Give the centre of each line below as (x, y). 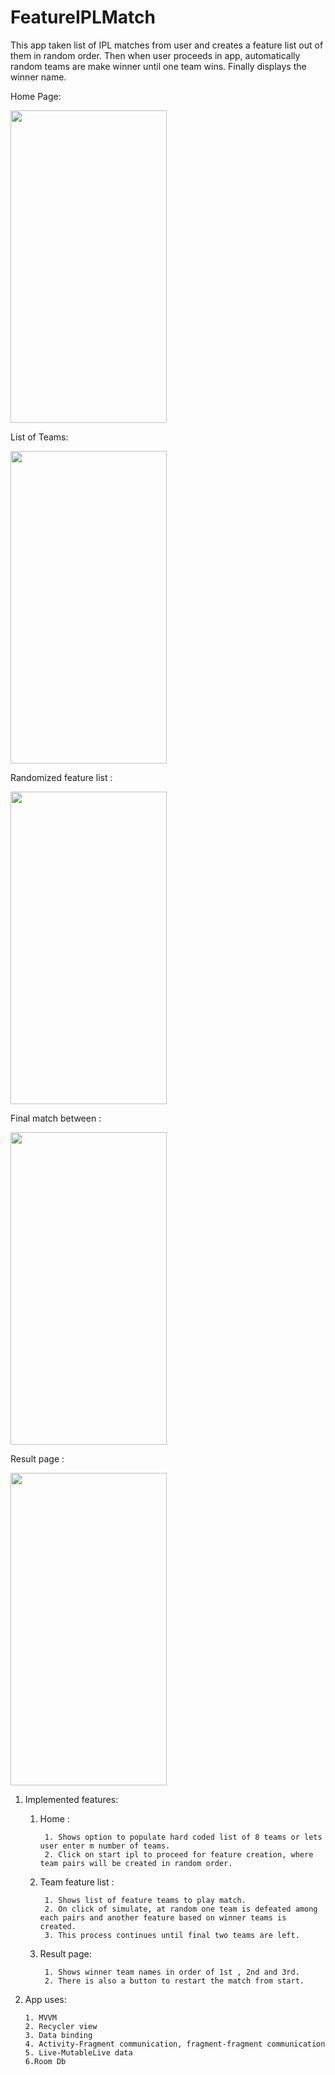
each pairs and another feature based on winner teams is (163, 1917)
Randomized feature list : (61, 777)
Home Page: (36, 96)
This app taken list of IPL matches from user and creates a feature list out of (167, 45)
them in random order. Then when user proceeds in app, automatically (155, 55)
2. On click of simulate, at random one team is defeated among (181, 1909)
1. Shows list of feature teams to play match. (145, 1900)
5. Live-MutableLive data (78, 2052)
